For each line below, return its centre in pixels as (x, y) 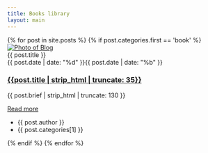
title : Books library (39, 14)
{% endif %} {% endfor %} (46, 143)
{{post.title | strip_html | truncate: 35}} (74, 80)
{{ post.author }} (41, 122)
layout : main (26, 20)
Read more (23, 108)
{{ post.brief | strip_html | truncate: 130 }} (66, 95)
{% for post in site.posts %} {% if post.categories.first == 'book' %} (104, 40)
